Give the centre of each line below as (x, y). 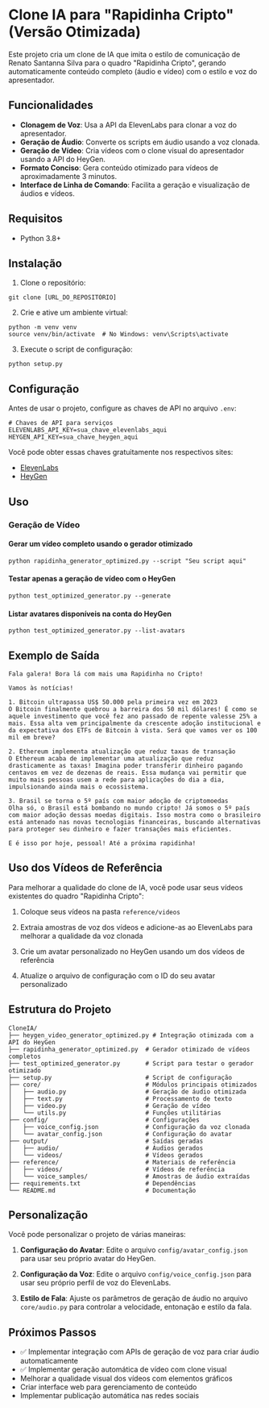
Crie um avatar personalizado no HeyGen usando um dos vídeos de (132, 951)
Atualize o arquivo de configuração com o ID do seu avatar (118, 975)
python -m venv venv (43, 327)
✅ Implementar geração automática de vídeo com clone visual (123, 1369)
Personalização (48, 1215)
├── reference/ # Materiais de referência (122, 1162)
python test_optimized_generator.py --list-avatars (97, 631)
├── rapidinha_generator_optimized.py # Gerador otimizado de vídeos (129, 1049)
